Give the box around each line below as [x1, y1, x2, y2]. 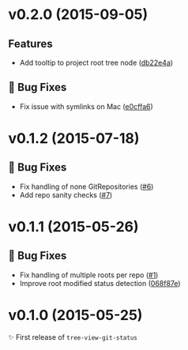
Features [8, 37, 53, 51]
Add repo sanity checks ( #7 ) [19, 190, 113, 199]
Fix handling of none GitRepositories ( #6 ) [19, 182, 154, 191]
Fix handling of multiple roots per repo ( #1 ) [19, 270, 159, 280]
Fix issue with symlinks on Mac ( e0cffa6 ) [19, 101, 154, 111]
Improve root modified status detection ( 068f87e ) [19, 278, 181, 288]
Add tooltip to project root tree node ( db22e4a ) [19, 58, 174, 67]
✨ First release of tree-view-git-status [8, 332, 138, 341]
